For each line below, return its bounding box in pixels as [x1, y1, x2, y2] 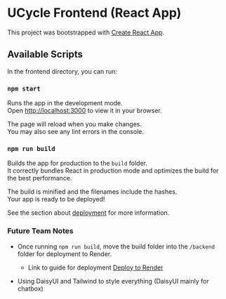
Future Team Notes [7, 226, 74, 236]
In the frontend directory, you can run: [7, 67, 118, 75]
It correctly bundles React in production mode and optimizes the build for [7, 166, 219, 175]
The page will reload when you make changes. [7, 120, 142, 128]
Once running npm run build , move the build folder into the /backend [17, 242, 215, 251]
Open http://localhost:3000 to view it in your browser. [7, 107, 163, 115]
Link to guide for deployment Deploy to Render [27, 263, 164, 272]
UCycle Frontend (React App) [7, 5, 182, 21]
